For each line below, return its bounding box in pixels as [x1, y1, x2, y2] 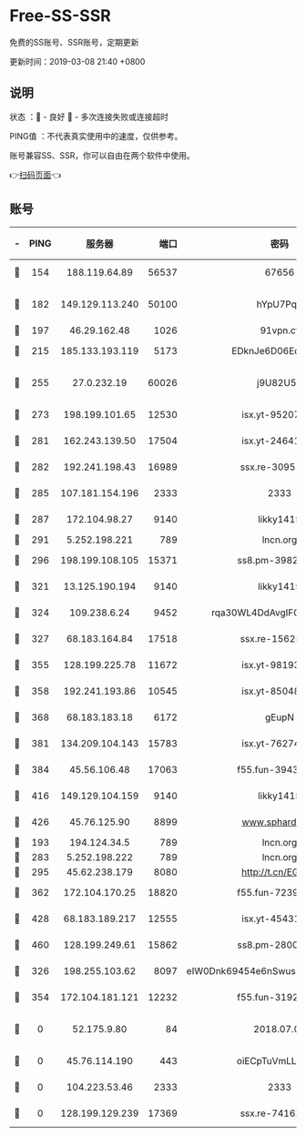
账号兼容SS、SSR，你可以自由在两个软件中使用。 [9, 149, 195, 160]
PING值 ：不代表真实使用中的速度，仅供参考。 [9, 130, 183, 141]
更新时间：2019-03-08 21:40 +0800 [9, 56, 146, 66]
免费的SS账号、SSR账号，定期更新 [9, 36, 139, 47]
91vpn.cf [260, 324, 300, 337]
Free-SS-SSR [9, 5, 111, 26]
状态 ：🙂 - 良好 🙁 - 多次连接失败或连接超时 [9, 111, 168, 122]
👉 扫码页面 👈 [9, 169, 62, 180]
